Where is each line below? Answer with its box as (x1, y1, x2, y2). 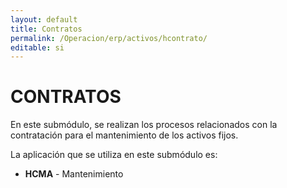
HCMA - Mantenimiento (24, 168, 124, 180)
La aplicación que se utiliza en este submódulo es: (10, 149, 218, 161)
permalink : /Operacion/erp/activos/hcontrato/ (10, 33, 208, 43)
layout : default (10, 14, 78, 25)
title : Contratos (10, 24, 83, 34)
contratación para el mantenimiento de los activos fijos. (10, 129, 239, 141)
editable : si (10, 42, 65, 53)
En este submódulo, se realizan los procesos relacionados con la (10, 119, 278, 131)
